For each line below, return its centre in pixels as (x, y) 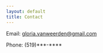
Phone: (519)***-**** (34, 45)
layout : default (26, 11)
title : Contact (25, 17)
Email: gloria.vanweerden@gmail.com (51, 33)
